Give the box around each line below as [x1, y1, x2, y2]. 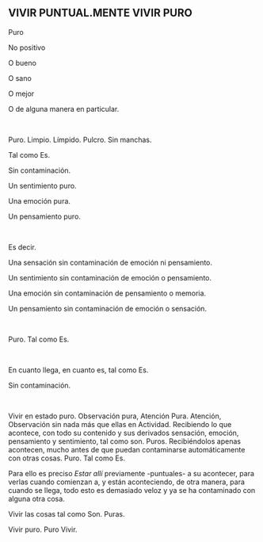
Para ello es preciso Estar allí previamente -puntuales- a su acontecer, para [8, 468, 255, 478]
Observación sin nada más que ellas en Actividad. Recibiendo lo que [8, 419, 232, 429]
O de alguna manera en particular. [8, 104, 120, 113]
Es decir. [8, 242, 37, 252]
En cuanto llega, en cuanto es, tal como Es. [8, 365, 149, 375]
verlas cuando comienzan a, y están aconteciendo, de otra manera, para [8, 477, 246, 487]
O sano [8, 73, 32, 82]
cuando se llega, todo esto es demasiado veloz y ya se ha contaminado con [8, 485, 256, 494]
